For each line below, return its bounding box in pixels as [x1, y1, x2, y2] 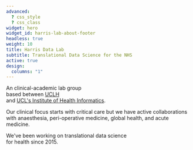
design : [6, 63, 25, 69]
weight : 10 [6, 42, 33, 47]
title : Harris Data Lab [6, 47, 65, 53]
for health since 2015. [6, 138, 59, 145]
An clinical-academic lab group [6, 84, 82, 91]
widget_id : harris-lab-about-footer [6, 30, 96, 36]
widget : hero [6, 25, 38, 31]
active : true [6, 57, 38, 63]
